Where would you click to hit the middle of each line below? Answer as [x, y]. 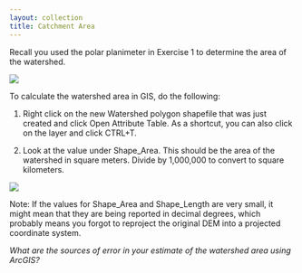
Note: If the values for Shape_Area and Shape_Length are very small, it [141, 203]
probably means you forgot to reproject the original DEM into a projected [145, 223]
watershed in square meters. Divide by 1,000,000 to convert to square [153, 160]
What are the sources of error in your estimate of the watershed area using [151, 250]
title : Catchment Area [52, 26]
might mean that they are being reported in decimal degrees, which [135, 213]
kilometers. [44, 169]
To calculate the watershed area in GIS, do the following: [115, 96]
